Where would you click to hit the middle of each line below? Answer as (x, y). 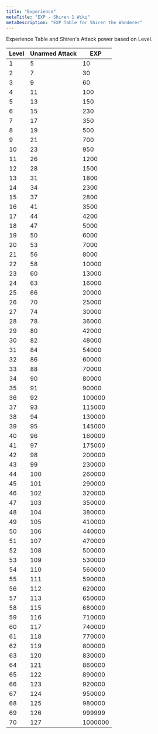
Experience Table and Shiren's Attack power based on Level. (79, 39)
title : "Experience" (31, 11)
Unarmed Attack (54, 53)
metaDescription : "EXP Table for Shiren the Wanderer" (74, 22)
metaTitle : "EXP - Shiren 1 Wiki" (48, 17)
